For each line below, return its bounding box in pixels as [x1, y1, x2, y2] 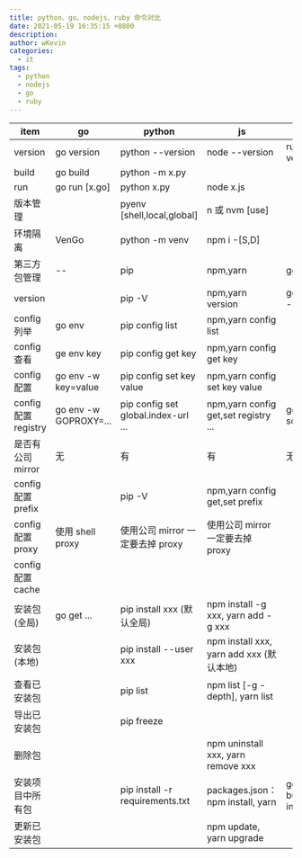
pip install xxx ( [120, 603, 184, 616]
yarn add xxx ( [206, 648, 268, 661]
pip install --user [120, 643, 194, 656]
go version [55, 146, 101, 158]
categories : [9, 47, 54, 56]
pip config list [120, 319, 178, 332]
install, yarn [227, 796, 277, 809]
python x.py [120, 181, 171, 193]
